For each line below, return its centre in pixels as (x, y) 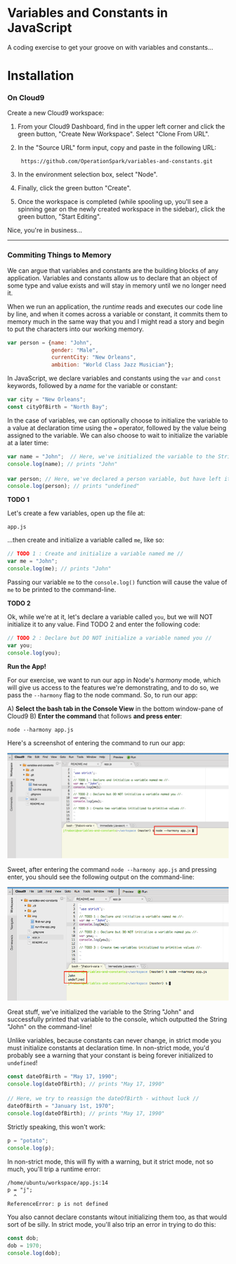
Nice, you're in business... (45, 231)
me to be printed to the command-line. (62, 589)
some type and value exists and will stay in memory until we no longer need (117, 285)
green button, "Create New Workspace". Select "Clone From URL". (113, 134)
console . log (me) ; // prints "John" (59, 569)
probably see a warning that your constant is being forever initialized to (110, 1055)
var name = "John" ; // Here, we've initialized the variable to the (111, 456)
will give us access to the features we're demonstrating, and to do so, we (113, 688)
